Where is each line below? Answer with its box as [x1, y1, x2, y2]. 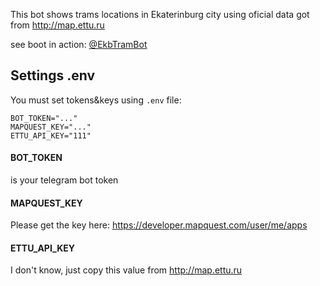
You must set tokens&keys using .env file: [10, 94, 182, 106]
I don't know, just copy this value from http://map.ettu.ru [10, 264, 243, 276]
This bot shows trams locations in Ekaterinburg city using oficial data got [10, 9, 310, 20]
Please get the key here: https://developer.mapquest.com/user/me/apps [10, 219, 308, 231]
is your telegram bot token [10, 174, 119, 186]
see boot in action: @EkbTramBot [10, 39, 148, 50]
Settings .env [10, 67, 96, 84]
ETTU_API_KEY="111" [10, 130, 92, 141]
